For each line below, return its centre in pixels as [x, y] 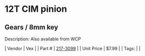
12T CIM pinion [36, 9]
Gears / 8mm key [31, 27]
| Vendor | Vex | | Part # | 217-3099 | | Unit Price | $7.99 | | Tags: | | [72, 48]
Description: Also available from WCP [43, 39]
